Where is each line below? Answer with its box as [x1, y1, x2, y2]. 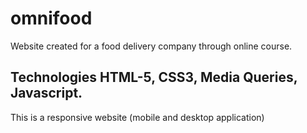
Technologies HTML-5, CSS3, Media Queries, [10, 69, 298, 86]
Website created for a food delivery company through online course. [10, 40, 293, 52]
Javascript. [10, 85, 83, 102]
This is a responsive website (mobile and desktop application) [10, 111, 265, 123]
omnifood [10, 7, 93, 30]
